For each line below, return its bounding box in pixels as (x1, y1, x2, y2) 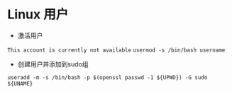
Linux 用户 (7, 6, 69, 23)
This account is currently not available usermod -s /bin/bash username (7, 47, 226, 54)
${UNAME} (7, 80, 33, 87)
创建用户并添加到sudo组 (17, 59, 89, 68)
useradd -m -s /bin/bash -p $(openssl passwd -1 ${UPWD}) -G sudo (7, 74, 208, 81)
